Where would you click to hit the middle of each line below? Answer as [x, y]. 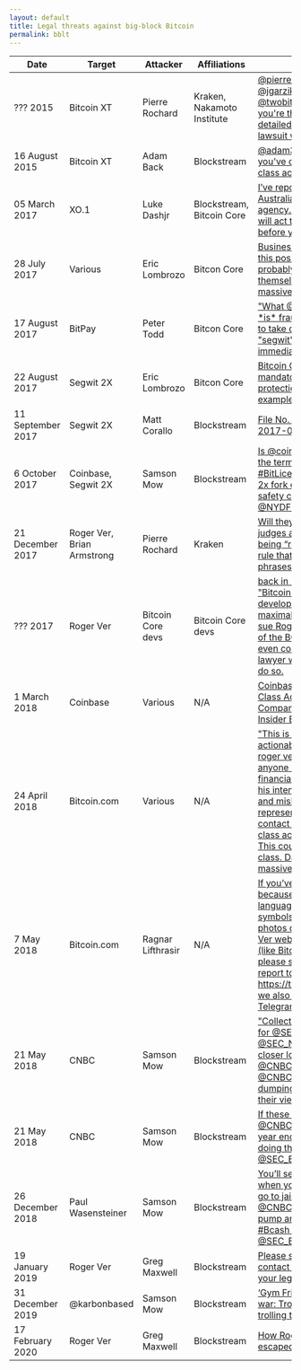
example [275, 400]
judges [272, 533]
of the [270, 637]
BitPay [82, 329]
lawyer [272, 660]
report [271, 973]
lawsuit [273, 136]
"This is [273, 734]
